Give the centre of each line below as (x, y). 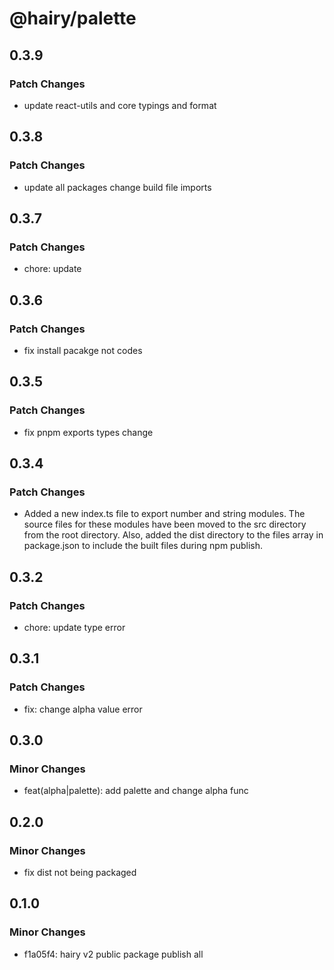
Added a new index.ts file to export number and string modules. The (164, 514)
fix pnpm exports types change (88, 432)
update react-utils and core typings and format (120, 105)
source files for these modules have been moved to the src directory (165, 524)
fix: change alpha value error (83, 709)
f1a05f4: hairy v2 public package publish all (113, 954)
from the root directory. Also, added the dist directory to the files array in (173, 535)
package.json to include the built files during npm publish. (143, 546)
